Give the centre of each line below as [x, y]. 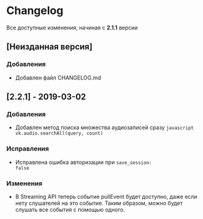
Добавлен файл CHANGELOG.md [58, 78]
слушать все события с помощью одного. [70, 209]
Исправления [28, 149]
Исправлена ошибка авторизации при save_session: [83, 162]
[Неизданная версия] [50, 47]
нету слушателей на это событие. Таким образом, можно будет [99, 203]
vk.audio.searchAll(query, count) [59, 133]
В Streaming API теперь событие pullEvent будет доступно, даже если [106, 196]
